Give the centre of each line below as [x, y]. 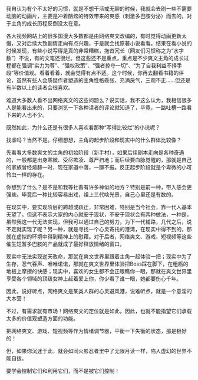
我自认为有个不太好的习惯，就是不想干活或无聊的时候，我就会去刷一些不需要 [99, 9]
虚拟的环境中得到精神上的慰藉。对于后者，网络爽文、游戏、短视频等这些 [104, 237]
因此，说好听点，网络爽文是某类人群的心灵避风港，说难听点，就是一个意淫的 [99, 291]
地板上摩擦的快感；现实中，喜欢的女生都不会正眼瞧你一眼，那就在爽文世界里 [99, 271]
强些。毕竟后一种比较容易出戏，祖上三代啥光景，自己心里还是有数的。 [91, 194]
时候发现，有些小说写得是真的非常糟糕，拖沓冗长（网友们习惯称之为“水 [93, 51]
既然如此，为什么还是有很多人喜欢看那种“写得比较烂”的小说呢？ [83, 127]
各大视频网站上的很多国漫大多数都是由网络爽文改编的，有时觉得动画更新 [94, 36]
